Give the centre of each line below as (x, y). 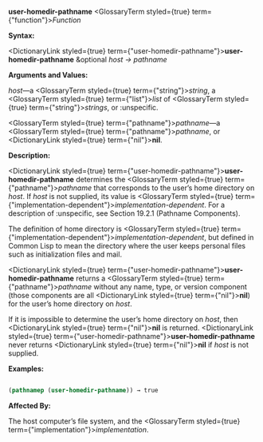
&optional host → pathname (121, 60)
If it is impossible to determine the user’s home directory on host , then (124, 319)
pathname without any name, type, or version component (153, 287)
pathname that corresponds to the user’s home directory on (157, 188)
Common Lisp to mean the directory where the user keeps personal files (127, 246)
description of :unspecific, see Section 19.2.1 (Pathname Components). (124, 213)
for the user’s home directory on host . (71, 304)
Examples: (26, 368)
